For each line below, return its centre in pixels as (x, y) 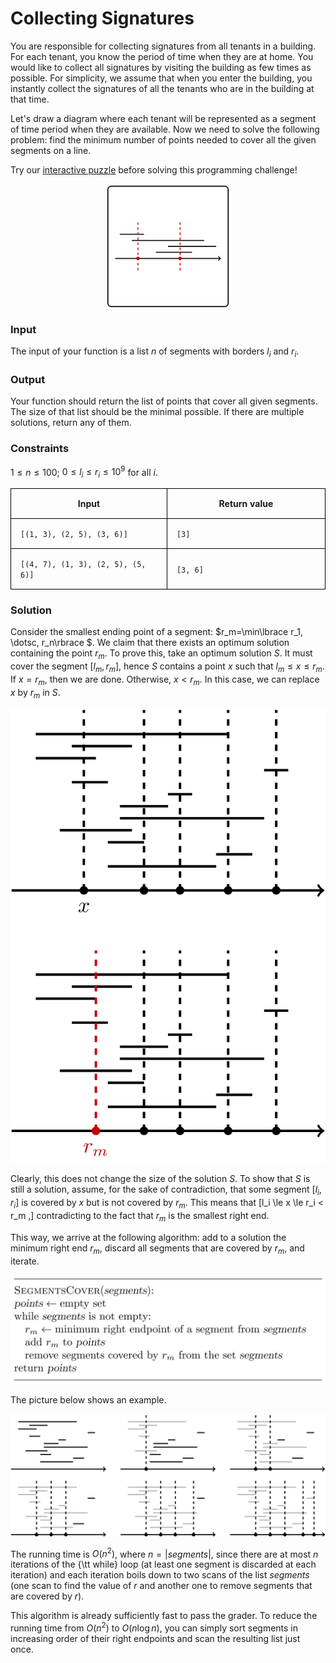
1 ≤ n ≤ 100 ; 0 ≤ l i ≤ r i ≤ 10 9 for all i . (84, 472)
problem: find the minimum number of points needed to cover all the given (163, 139)
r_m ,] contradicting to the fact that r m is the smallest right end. (140, 1217)
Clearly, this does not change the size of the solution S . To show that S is (160, 1179)
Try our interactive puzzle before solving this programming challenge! (154, 169)
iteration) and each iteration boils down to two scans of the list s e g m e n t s (160, 1575)
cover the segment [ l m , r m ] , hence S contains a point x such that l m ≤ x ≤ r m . (167, 667)
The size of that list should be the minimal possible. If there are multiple (157, 412)
